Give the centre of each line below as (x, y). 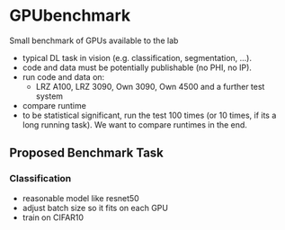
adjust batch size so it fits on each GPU (95, 208)
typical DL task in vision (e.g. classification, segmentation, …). (137, 57)
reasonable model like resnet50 (80, 198)
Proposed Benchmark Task (87, 153)
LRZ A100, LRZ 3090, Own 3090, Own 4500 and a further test (150, 86)
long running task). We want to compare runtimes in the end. (134, 124)
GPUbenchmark (70, 16)
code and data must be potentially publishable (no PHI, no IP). (137, 67)
